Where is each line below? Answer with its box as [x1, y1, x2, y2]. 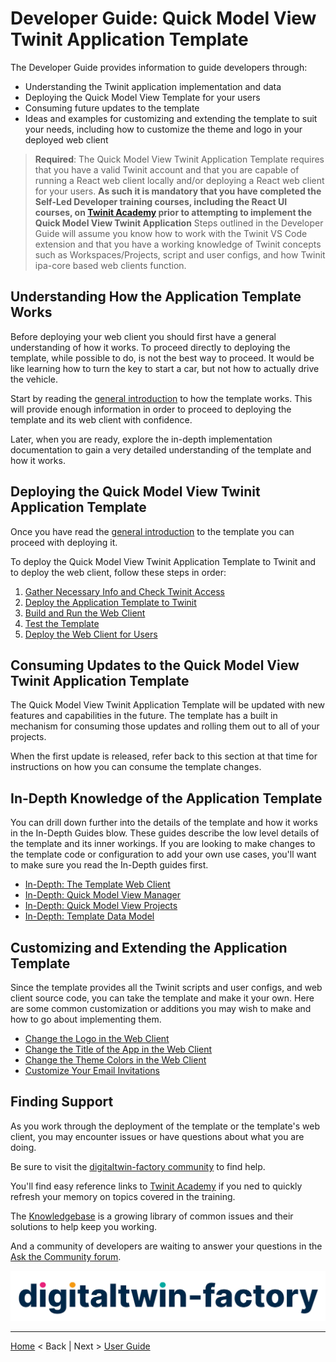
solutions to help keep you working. [10, 1220, 157, 1232]
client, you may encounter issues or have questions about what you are [10, 1130, 305, 1142]
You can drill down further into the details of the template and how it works [10, 817, 318, 829]
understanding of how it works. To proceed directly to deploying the [10, 341, 291, 353]
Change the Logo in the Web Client [24, 1033, 170, 1044]
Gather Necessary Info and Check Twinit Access [24, 585, 225, 597]
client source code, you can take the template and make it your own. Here [10, 992, 315, 1004]
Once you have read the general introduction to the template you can [10, 525, 295, 537]
